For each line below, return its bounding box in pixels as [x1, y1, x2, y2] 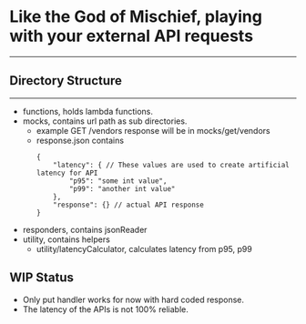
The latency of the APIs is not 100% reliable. [22, 303, 189, 315]
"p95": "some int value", [68, 176, 168, 186]
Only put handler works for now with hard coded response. [22, 294, 244, 305]
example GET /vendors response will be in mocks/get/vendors [36, 125, 270, 136]
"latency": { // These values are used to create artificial [53, 160, 290, 169]
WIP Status [9, 270, 75, 286]
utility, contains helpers [22, 234, 111, 245]
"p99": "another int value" [68, 184, 176, 193]
